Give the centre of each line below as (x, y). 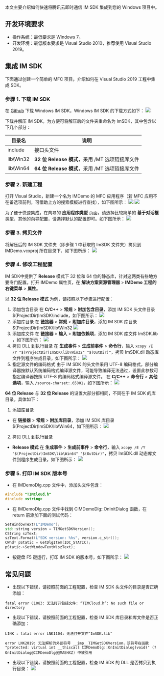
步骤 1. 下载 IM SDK (28, 99)
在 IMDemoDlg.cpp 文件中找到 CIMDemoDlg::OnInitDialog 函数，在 (79, 509)
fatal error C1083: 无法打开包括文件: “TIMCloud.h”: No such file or (75, 603)
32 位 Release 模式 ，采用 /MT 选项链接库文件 (87, 159)
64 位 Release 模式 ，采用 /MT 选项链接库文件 (87, 169)
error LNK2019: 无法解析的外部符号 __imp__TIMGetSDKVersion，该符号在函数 (77, 643)
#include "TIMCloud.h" (28, 494)
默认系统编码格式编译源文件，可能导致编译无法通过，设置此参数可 (92, 370)
